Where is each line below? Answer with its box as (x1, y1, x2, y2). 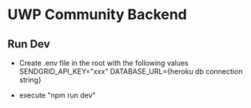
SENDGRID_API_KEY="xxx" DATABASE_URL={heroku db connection (18, 67, 243, 76)
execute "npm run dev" (18, 91, 97, 100)
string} (18, 75, 42, 84)
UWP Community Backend (7, 6, 187, 24)
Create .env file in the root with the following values (18, 58, 189, 67)
